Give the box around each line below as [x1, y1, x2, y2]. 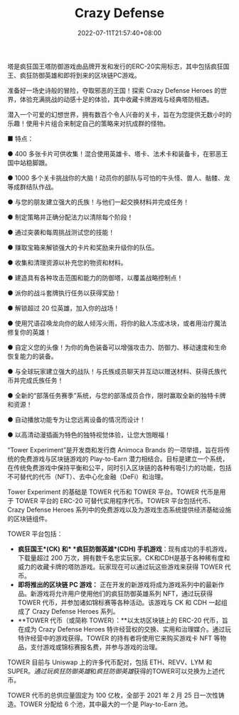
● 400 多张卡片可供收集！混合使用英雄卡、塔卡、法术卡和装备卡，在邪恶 [7, 149, 222, 158]
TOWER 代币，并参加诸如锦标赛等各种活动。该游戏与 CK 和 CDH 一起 [17, 598, 222, 607]
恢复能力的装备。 [7, 352, 58, 360]
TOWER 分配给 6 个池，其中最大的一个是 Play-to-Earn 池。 [19, 699, 192, 708]
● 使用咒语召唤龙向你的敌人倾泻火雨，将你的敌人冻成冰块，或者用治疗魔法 [7, 319, 227, 328]
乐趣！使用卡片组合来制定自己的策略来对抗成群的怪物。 [7, 119, 169, 128]
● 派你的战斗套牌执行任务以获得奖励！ [7, 288, 121, 297]
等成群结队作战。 [7, 182, 58, 191]
